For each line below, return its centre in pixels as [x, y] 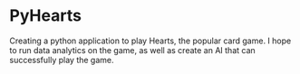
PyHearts [45, 16]
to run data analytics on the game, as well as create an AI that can [132, 50]
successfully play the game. [62, 60]
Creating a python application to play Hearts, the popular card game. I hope [150, 41]
